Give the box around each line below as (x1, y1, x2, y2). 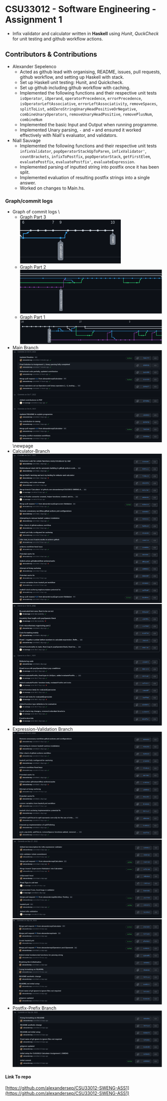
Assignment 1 (5, 14, 63, 25)
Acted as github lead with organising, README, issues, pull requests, (19, 69, 162, 75)
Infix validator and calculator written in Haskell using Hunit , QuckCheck (12, 30, 159, 36)
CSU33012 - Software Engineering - (5, 3, 157, 15)
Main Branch (12, 345, 39, 351)
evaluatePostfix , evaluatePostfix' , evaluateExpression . (19, 158, 136, 165)
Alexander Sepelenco (12, 63, 57, 69)
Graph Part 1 (19, 314, 46, 320)
